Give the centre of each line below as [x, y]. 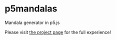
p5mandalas [31, 9]
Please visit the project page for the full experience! [58, 32]
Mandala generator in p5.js [32, 22]
